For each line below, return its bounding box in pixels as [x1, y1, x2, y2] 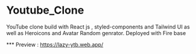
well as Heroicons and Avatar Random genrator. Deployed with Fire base [6, 29, 186, 36]
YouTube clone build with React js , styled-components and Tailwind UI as [6, 23, 190, 30]
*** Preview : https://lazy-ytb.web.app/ [6, 41, 104, 48]
